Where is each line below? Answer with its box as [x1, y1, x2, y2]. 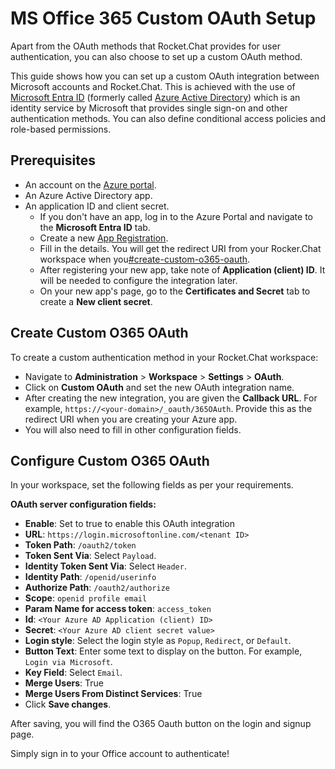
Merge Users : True [24, 677, 104, 689]
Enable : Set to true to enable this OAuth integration [24, 518, 236, 530]
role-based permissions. [10, 123, 112, 135]
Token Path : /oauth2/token [24, 539, 137, 551]
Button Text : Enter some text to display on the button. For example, [24, 645, 303, 657]
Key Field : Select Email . [24, 667, 123, 679]
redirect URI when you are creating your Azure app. [24, 413, 238, 425]
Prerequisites [10, 152, 96, 169]
